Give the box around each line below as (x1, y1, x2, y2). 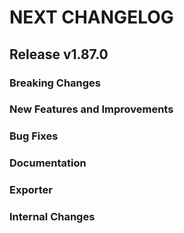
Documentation (9, 156, 87, 170)
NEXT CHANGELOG (9, 6, 174, 29)
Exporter (9, 183, 53, 197)
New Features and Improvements (9, 102, 174, 116)
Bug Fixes (9, 129, 59, 143)
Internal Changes (9, 210, 96, 224)
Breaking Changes (9, 76, 102, 90)
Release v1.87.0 (9, 46, 109, 63)
